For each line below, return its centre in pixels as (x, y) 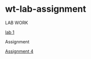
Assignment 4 (19, 51)
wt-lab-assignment (46, 9)
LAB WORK (17, 23)
